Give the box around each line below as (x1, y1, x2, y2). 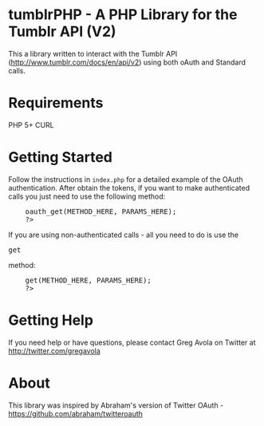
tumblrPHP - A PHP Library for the (8, 6, 238, 24)
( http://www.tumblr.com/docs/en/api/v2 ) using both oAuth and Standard (8, 57, 246, 67)
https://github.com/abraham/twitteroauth (8, 408, 144, 418)
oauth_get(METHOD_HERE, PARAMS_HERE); (25, 207, 177, 216)
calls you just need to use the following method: (8, 191, 166, 201)
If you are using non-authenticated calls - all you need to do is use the (8, 230, 239, 239)
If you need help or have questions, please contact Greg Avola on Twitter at (8, 337, 256, 347)
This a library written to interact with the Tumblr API (8, 49, 178, 58)
